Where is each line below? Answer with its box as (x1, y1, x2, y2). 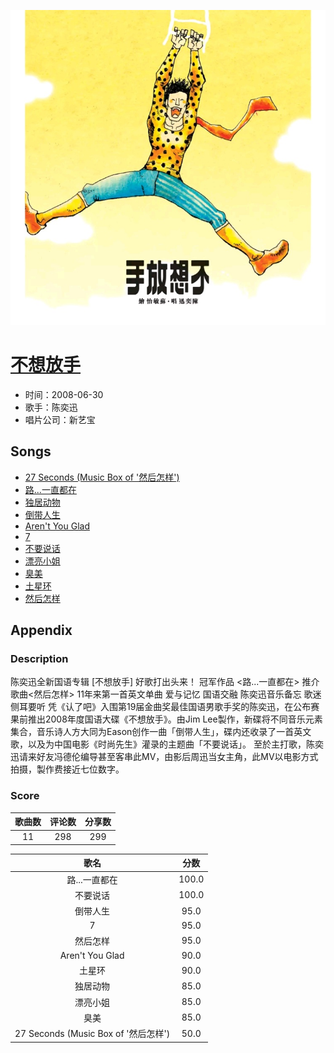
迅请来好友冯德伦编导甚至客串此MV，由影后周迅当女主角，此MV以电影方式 (10, 751, 319, 763)
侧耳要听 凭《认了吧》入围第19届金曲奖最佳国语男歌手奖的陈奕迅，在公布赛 (10, 701, 320, 713)
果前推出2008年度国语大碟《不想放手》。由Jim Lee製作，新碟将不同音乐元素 (10, 713, 323, 725)
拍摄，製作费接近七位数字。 (10, 763, 125, 775)
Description (10, 652, 69, 666)
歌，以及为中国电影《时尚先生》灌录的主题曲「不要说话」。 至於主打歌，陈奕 (10, 738, 324, 750)
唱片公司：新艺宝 (24, 413, 96, 425)
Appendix (10, 622, 73, 639)
